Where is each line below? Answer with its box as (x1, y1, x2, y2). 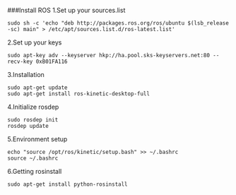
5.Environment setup (7, 135, 68, 143)
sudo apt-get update (7, 84, 69, 91)
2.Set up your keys (7, 38, 62, 47)
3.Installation (7, 71, 45, 78)
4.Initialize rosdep (7, 102, 59, 111)
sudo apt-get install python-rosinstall (7, 181, 129, 188)
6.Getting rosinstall (7, 167, 62, 175)
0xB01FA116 (35, 58, 69, 65)
